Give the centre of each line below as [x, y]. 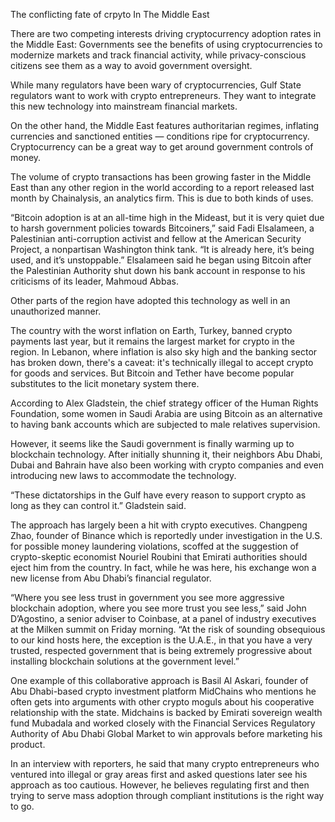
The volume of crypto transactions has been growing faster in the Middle [161, 177]
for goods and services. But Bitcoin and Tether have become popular [152, 373]
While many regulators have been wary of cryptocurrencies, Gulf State [156, 85]
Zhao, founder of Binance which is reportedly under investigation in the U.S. [166, 535]
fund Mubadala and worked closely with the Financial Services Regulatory [163, 723]
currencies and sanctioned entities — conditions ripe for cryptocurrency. [160, 136]
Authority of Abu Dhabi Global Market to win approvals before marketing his [166, 733]
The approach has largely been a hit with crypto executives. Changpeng [159, 525]
